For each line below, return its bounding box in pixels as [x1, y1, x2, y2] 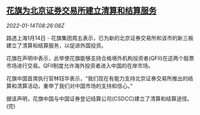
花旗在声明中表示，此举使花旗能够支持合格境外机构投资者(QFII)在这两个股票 [6, 55, 195, 62]
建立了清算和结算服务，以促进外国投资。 [6, 41, 107, 49]
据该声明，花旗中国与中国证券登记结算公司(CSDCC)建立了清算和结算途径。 [6, 95, 193, 102]
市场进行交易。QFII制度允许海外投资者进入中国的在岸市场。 [6, 62, 154, 69]
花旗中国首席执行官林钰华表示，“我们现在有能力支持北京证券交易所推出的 [6, 74, 189, 82]
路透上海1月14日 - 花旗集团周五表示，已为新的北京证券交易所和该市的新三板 [6, 34, 194, 41]
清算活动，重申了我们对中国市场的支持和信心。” [16, 82, 133, 89]
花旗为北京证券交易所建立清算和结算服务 [6, 5, 157, 16]
